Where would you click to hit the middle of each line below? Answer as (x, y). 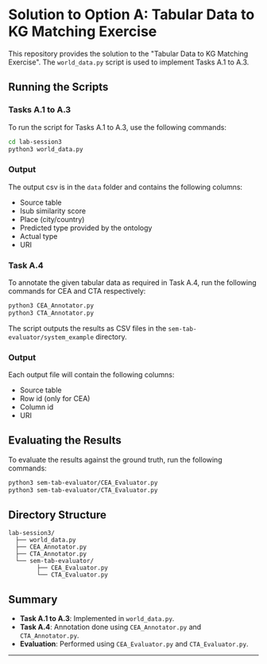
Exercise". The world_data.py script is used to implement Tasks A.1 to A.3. (129, 62)
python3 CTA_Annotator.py (51, 313)
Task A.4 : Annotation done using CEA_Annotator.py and (110, 627)
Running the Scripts (58, 87)
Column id (37, 407)
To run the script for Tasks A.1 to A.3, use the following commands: (117, 127)
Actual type (39, 236)
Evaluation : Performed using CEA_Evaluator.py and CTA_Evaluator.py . (134, 644)
